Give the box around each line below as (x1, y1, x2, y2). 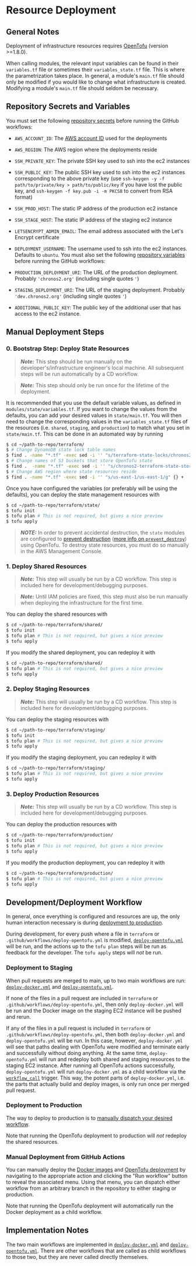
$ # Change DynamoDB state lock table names (6, 447, 116, 453)
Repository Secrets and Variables (6, 102, 130, 112)
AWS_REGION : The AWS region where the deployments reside (14, 146, 157, 153)
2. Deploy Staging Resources (6, 685, 90, 693)
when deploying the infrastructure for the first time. (20, 599, 144, 606)
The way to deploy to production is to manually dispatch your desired (6, 1115, 173, 1122)
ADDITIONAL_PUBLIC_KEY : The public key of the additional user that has (14, 303, 181, 311)
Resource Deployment (6, 4, 117, 17)
